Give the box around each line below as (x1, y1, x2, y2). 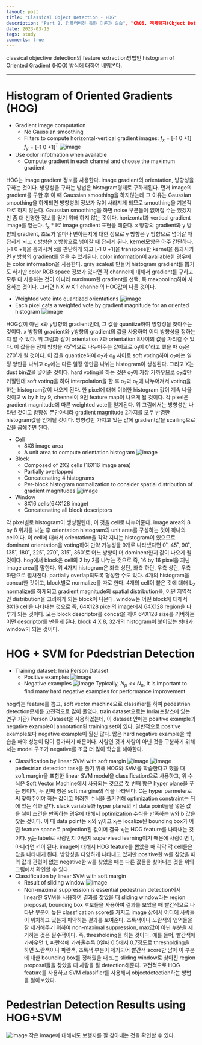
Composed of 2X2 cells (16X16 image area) (23, 461, 131, 468)
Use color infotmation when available (14, 151, 107, 159)
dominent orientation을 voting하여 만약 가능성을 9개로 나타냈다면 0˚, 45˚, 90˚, (6, 541, 191, 548)
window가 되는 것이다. (6, 625, 60, 632)
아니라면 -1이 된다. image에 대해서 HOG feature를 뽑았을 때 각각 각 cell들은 (14, 843, 193, 850)
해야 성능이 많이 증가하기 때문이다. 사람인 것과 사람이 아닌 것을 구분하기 (17, 737, 185, 745)
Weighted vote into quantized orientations (14, 295, 119, 302)
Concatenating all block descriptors (23, 506, 112, 513)
